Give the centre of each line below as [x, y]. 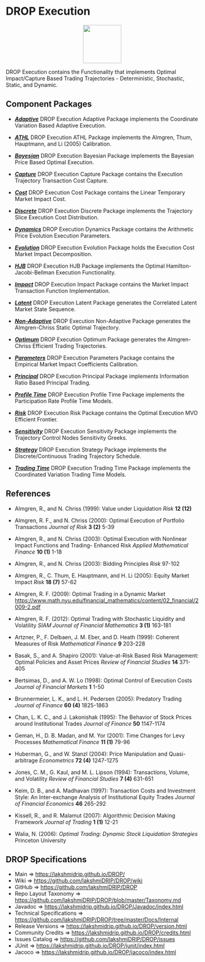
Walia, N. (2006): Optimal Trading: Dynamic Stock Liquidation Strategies [106, 833]
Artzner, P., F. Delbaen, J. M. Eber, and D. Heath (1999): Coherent [97, 637]
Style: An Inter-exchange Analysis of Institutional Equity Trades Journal [105, 797]
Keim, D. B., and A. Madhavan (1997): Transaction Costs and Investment [105, 791]
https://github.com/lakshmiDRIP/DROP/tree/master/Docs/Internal [96, 920]
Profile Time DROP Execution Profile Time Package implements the [99, 394]
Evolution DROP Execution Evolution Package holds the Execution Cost [105, 247]
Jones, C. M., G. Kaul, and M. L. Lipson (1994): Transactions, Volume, [102, 772]
